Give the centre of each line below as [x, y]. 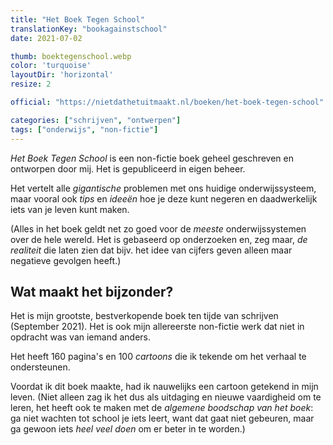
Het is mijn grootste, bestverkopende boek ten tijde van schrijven [144, 316]
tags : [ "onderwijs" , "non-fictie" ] [84, 129]
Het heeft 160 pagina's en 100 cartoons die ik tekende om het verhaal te [158, 357]
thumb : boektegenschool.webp [71, 56]
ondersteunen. [40, 367]
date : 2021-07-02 [46, 38]
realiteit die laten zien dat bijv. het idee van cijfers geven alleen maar [151, 250]
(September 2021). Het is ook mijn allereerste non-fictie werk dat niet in [157, 327]
